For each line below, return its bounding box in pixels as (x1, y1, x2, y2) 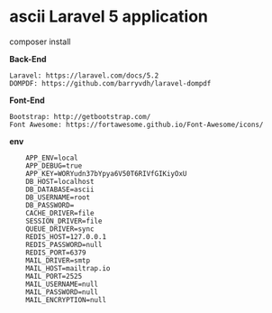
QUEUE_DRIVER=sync (25, 224, 95, 234)
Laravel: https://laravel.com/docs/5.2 (9, 70, 159, 80)
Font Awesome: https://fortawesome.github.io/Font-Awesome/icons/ (9, 120, 264, 129)
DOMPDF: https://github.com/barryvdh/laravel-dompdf (9, 78, 212, 87)
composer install (9, 36, 71, 47)
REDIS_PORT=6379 (25, 248, 87, 257)
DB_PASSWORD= (25, 200, 75, 209)
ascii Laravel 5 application (9, 6, 209, 27)
